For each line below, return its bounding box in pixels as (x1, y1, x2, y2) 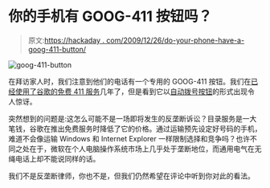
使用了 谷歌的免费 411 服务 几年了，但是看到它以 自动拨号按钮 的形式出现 (14, 86, 248, 96)
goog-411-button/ (27, 44, 87, 54)
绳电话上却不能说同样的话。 (8, 153, 100, 163)
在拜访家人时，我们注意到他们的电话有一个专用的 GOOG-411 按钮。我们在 (8, 76, 252, 86)
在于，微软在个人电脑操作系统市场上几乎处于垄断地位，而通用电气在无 (29, 144, 262, 153)
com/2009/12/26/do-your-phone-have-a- (106, 35, 245, 45)
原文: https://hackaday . (27, 35, 105, 45)
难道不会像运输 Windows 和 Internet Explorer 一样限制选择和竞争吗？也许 (8, 133, 251, 143)
